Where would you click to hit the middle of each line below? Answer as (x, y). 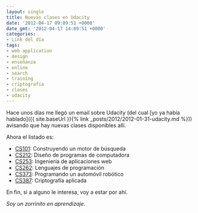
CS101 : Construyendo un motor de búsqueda (70, 148)
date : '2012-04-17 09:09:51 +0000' (51, 23)
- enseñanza (21, 62)
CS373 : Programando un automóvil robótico (69, 174)
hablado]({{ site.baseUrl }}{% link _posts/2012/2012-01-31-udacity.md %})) (99, 119)
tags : (13, 46)
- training (20, 79)
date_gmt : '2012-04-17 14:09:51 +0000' (56, 28)
